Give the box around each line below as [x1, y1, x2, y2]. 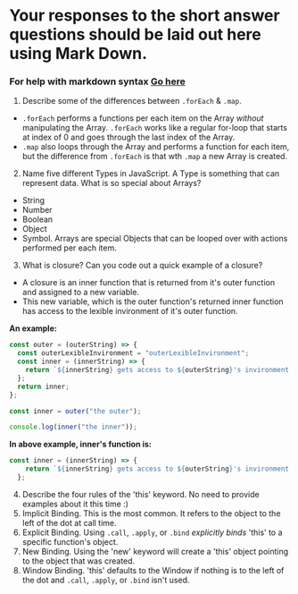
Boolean [21, 214, 54, 225]
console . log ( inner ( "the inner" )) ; [9, 422, 138, 432]
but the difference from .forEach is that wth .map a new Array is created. [21, 151, 288, 162]
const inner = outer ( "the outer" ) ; [9, 406, 142, 416]
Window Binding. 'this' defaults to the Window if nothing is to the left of [21, 564, 285, 575]
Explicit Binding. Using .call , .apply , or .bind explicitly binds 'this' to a [21, 527, 283, 538]
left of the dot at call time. [21, 517, 118, 528]
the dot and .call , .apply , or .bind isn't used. [21, 574, 190, 585]
